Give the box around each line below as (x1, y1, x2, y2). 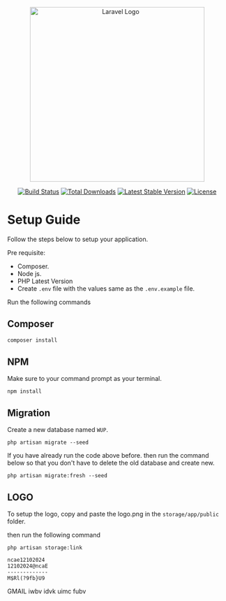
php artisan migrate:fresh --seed (7, 472, 108, 479)
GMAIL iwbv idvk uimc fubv (7, 587, 86, 595)
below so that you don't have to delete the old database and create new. (7, 458, 215, 468)
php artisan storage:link (7, 544, 82, 551)
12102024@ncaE (7, 563, 49, 570)
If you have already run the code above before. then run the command (7, 451, 209, 460)
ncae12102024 (7, 556, 45, 564)
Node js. (17, 269, 42, 277)
